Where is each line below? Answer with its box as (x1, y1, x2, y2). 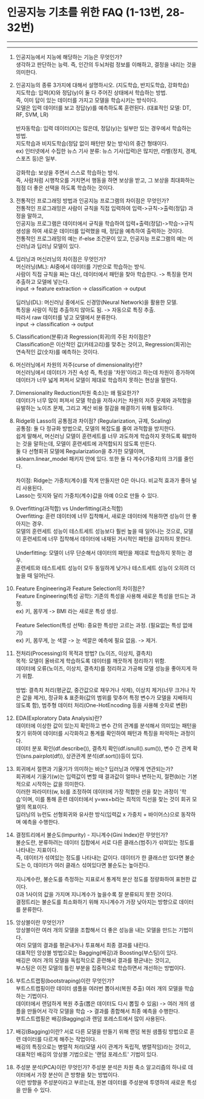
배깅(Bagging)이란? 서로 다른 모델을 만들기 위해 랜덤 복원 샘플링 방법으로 (15, 1027, 188, 1035)
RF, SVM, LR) (15, 110, 49, 118)
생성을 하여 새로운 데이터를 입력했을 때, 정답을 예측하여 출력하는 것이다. (15, 227, 184, 234)
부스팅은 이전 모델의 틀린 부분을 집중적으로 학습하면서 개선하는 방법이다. (15, 964, 186, 971)
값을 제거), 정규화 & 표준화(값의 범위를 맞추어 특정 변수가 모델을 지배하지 (22, 694, 192, 701)
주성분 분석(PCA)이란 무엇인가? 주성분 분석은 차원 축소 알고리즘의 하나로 (15, 1063, 187, 1070)
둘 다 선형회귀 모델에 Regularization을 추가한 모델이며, (15, 447, 145, 455)
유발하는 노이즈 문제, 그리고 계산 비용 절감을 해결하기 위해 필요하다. (15, 404, 174, 411)
